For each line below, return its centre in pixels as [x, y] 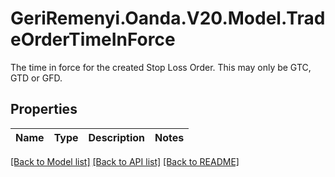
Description [116, 137]
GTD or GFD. [36, 78]
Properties [44, 109]
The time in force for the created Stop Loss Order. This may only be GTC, [161, 67]
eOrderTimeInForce [93, 39]
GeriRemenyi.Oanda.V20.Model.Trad [168, 18]
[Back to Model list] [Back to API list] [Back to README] [125, 161]
